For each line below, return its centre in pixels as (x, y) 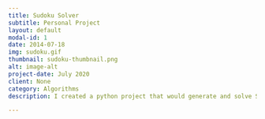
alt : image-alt (33, 67)
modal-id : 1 (28, 37)
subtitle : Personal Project (54, 23)
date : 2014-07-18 (37, 45)
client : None (30, 81)
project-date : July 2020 (49, 74)
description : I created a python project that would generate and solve (130, 96)
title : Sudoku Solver (44, 15)
